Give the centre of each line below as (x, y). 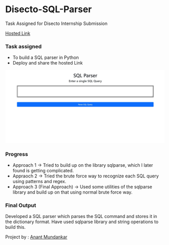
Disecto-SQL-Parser (49, 9)
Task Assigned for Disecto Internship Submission (56, 23)
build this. (15, 227)
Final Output (21, 205)
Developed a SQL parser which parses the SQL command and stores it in (81, 217)
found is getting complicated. (43, 170)
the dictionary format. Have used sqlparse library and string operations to (82, 222)
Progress (17, 154)
